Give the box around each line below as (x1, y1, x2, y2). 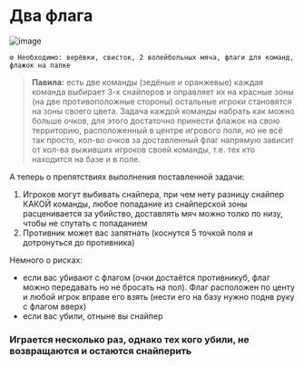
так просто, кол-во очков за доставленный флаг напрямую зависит (31, 134, 294, 145)
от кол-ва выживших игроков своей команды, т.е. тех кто (31, 144, 256, 155)
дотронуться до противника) (22, 236, 135, 247)
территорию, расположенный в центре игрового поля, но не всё (31, 124, 283, 136)
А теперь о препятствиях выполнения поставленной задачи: (9, 171, 245, 182)
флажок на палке (9, 61, 71, 70)
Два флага (9, 5, 93, 26)
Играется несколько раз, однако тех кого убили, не (9, 332, 250, 345)
